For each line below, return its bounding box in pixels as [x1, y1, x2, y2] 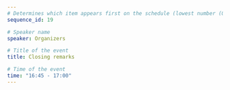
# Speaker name [7, 29, 51, 35]
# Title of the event [7, 47, 69, 55]
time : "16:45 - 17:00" [7, 72, 72, 79]
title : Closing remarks [7, 54, 75, 61]
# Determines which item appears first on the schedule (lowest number [7, 10, 216, 17]
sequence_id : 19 [7, 16, 53, 23]
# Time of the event [7, 66, 66, 73]
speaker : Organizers [7, 35, 66, 42]
